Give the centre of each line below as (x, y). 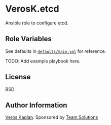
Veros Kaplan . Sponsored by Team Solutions (52, 117)
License (18, 77)
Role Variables (28, 39)
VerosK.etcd (32, 9)
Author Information (36, 105)
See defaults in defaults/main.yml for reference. (56, 51)
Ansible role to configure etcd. (37, 23)
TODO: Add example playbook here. (43, 61)
